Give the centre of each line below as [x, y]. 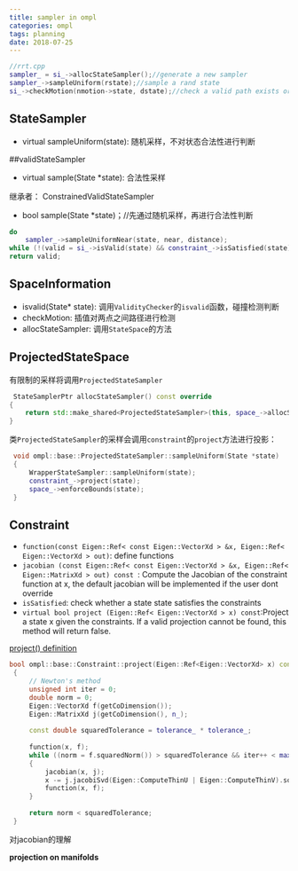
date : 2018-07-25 [41, 42]
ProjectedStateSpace [70, 357]
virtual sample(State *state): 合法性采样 [94, 177]
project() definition [43, 648]
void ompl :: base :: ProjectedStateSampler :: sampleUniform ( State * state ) [146, 456]
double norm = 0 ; [61, 697]
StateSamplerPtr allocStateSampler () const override [113, 396]
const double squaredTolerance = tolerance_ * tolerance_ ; [140, 731]
